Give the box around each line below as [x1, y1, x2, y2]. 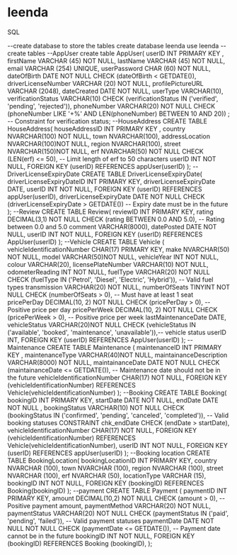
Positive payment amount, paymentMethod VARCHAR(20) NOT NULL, [7, 501, 211, 510]
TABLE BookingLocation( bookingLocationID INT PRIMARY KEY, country [7, 456, 217, 465]
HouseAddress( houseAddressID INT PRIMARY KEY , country [7, 124, 186, 133]
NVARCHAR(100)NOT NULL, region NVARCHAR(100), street [7, 139, 181, 148]
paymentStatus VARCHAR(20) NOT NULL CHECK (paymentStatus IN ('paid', [7, 509, 229, 517]
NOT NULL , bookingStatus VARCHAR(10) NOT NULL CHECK [7, 403, 185, 412]
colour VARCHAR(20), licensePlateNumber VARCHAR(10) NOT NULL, [7, 260, 209, 268]
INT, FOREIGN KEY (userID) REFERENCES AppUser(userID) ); [7, 335, 186, 344]
